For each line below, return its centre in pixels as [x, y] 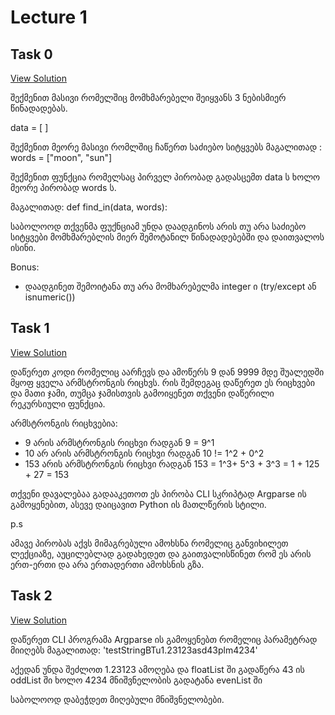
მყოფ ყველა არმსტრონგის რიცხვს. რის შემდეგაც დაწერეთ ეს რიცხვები [163, 382]
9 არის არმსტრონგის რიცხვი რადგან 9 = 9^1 [119, 442]
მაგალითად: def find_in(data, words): [89, 207]
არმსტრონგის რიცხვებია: [64, 423]
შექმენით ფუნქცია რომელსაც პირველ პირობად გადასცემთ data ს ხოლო [165, 177]
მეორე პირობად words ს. [63, 187]
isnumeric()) [50, 297]
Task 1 [30, 328]
